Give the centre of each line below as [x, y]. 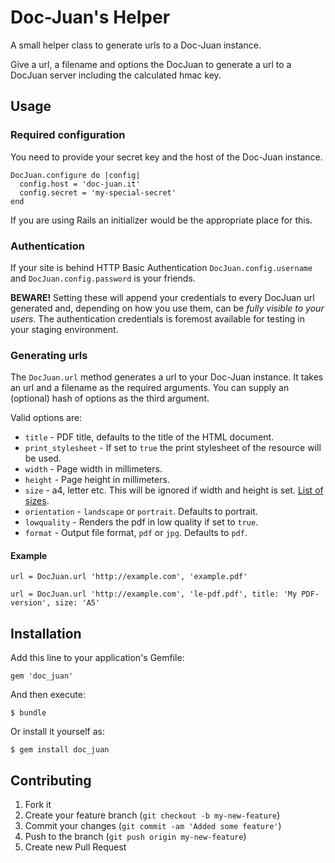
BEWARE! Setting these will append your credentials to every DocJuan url [162, 297]
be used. [43, 458]
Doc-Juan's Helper [90, 17]
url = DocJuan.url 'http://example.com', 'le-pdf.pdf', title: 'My [154, 594]
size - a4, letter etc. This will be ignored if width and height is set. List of [174, 490]
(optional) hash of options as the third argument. [110, 398]
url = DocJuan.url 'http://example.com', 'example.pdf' [129, 577]
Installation [46, 633]
